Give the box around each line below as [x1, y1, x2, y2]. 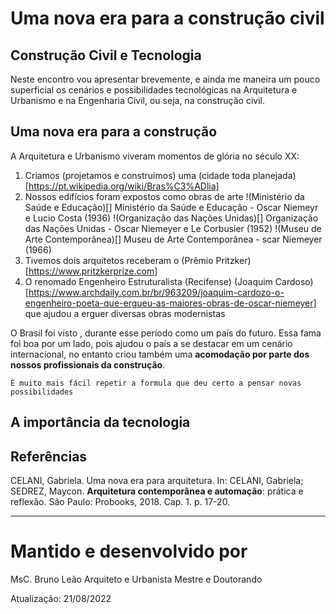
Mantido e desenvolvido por [10, 540, 248, 563]
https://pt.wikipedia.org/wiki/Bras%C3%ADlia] [28, 180, 220, 192]
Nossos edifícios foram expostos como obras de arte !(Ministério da [24, 190, 305, 202]
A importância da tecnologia [10, 414, 191, 431]
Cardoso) [274, 275, 314, 287]
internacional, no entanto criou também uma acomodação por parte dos [10, 348, 310, 360]
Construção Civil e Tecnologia [10, 47, 202, 64]
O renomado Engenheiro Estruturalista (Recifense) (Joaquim [24, 275, 273, 287]
